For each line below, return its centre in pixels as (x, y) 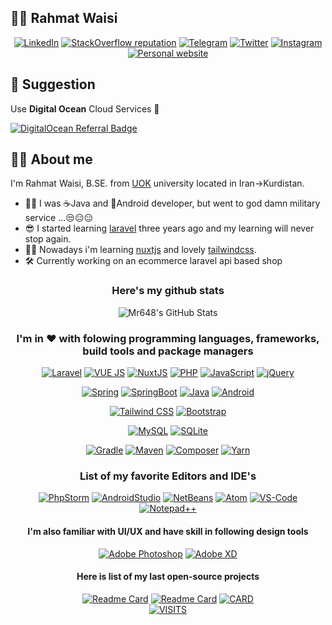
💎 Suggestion (53, 84)
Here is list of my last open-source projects (168, 577)
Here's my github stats (168, 291)
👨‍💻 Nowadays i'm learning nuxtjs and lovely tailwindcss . (140, 250)
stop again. (48, 239)
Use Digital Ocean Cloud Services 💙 (85, 108)
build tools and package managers (168, 351)
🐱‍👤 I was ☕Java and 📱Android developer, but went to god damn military (172, 203)
